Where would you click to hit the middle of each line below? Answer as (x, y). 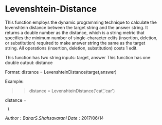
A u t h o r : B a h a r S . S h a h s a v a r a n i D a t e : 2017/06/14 (54, 118)
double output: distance (29, 62)
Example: (14, 81)
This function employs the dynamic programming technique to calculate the (81, 22)
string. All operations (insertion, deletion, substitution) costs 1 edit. (71, 48)
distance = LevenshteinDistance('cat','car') (72, 91)
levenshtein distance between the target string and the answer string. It (77, 27)
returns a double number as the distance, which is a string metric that (75, 32)
